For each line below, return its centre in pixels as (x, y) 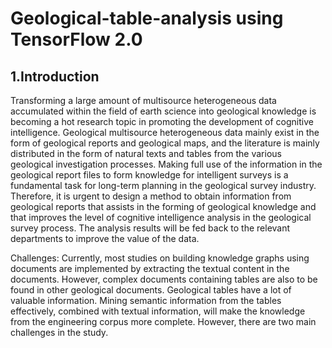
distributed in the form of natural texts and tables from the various (146, 153)
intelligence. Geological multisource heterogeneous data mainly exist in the (165, 132)
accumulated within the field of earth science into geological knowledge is (163, 111)
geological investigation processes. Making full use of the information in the (166, 164)
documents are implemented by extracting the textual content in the (150, 268)
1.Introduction (55, 76)
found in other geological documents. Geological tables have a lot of (151, 290)
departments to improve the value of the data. (105, 238)
